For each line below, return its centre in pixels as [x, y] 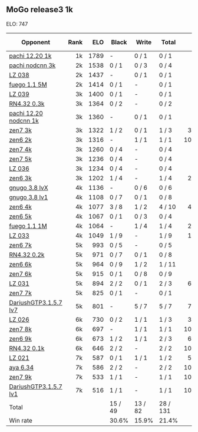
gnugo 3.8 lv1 [29, 197]
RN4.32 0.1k [27, 348]
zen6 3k [21, 178]
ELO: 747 [17, 24]
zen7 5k [21, 159]
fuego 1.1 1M [28, 226]
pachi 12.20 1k [30, 55]
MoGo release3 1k [40, 10]
